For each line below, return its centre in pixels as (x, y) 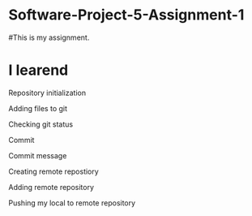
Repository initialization (47, 93)
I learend (38, 70)
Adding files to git (38, 108)
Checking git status (41, 124)
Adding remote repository (51, 187)
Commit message (38, 155)
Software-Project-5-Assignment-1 (126, 15)
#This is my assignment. (49, 37)
